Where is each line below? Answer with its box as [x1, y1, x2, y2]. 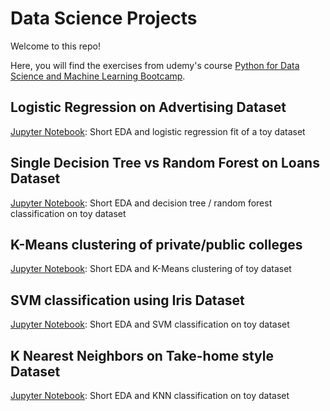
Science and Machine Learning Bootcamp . [10, 70, 186, 82]
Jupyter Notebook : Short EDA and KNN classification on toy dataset [10, 390, 290, 401]
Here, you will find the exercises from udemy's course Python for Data [10, 59, 300, 71]
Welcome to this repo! [10, 40, 101, 52]
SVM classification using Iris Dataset [10, 292, 245, 309]
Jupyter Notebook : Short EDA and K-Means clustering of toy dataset [10, 263, 292, 275]
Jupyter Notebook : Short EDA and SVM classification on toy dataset [10, 318, 290, 331]
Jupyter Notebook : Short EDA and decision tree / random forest [10, 197, 273, 209]
